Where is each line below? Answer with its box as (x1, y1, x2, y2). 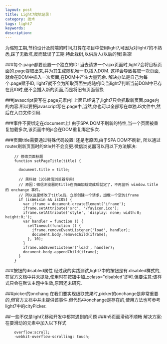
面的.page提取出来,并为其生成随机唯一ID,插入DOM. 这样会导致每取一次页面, (5, 68, 161, 74)
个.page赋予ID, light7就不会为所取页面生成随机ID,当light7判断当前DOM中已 (5, 80, 158, 86)
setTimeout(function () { (27, 223, 81, 228)
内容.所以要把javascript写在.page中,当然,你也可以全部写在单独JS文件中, (9, 103, 157, 109)
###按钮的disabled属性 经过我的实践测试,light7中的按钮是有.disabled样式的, (5, 268, 161, 273)
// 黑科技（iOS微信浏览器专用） (18, 177, 77, 182)
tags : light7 (5, 21, 32, 26)
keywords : (5, 26, 26, 31)
